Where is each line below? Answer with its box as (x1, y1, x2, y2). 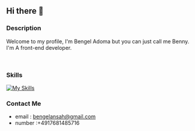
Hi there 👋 (6, 6, 44, 16)
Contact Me (6, 99, 42, 108)
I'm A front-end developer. (6, 44, 72, 51)
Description (6, 24, 42, 32)
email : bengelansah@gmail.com (14, 113, 96, 120)
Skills (6, 70, 23, 79)
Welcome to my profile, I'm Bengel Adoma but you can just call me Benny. (6, 37, 190, 45)
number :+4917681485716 (14, 120, 80, 127)
